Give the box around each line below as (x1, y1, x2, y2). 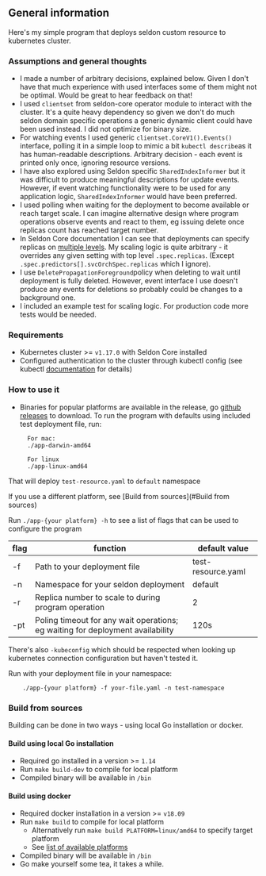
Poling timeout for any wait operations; (35, 614, 179, 625)
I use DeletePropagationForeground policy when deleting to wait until (19, 267, 241, 277)
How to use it (8, 384, 59, 395)
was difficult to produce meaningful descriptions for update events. (19, 175, 240, 185)
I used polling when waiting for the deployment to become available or (19, 200, 249, 209)
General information (8, 6, 109, 20)
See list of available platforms (31, 843, 128, 852)
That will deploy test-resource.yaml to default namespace (8, 476, 201, 486)
